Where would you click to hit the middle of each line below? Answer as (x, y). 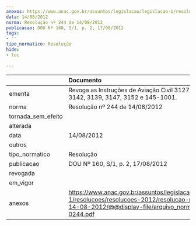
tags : (13, 33)
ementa (20, 93)
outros (18, 145)
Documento (85, 80)
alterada (20, 126)
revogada (22, 173)
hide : (13, 50)
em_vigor (21, 183)
